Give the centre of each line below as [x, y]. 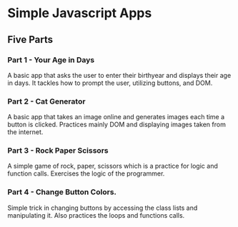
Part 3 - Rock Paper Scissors [58, 151]
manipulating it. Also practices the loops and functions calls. [96, 215]
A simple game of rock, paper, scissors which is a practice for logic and [113, 166]
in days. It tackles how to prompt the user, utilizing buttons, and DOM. [110, 83]
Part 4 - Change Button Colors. [62, 192]
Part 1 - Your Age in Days [51, 60]
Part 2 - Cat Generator [46, 101]
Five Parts [30, 40]
